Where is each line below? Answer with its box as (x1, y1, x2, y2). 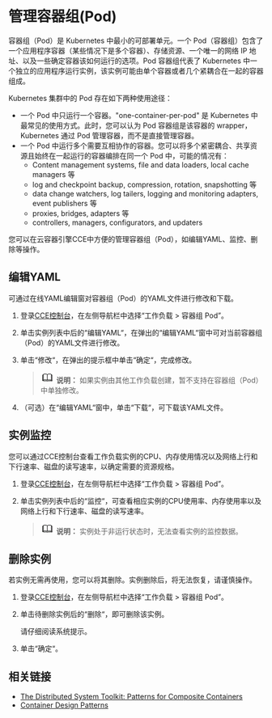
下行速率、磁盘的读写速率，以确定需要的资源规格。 (8, 462, 179, 471)
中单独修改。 (40, 385, 83, 395)
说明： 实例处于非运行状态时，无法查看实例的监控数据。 (56, 526, 243, 536)
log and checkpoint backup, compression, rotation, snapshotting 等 (32, 179, 257, 189)
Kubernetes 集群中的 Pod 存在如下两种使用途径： (8, 93, 172, 103)
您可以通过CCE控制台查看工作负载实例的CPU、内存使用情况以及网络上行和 (8, 451, 258, 461)
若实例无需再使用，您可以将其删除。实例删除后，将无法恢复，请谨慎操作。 (8, 575, 257, 585)
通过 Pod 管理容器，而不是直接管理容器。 (60, 130, 199, 140)
